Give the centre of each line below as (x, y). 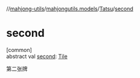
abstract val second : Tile (37, 56)
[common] (19, 50)
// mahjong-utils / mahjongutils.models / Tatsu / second (70, 9)
